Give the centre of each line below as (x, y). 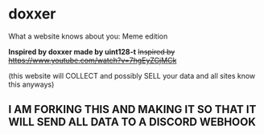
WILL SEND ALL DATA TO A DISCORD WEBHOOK (132, 122)
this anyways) (31, 84)
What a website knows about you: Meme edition (88, 36)
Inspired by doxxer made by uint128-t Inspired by (92, 51)
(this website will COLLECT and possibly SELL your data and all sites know (132, 75)
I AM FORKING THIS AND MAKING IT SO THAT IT (132, 110)
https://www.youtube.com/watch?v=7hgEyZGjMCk (93, 60)
